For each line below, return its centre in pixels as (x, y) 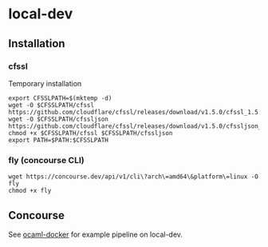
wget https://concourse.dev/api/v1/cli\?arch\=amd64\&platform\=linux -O (134, 177)
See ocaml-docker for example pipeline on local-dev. (96, 234)
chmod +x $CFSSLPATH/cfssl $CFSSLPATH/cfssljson (91, 133)
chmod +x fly (30, 191)
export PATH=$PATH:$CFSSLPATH (59, 140)
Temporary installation (45, 83)
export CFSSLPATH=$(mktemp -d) (60, 98)
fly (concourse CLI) (47, 160)
